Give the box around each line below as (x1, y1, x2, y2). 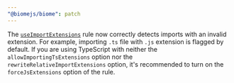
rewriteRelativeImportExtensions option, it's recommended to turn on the (7, 60, 224, 68)
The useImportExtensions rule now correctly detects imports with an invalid (7, 30, 227, 38)
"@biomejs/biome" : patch (7, 10, 81, 18)
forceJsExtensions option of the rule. (7, 67, 116, 76)
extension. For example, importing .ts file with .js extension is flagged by (7, 37, 224, 46)
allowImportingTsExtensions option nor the (7, 52, 133, 61)
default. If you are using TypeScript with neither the (7, 45, 158, 53)
